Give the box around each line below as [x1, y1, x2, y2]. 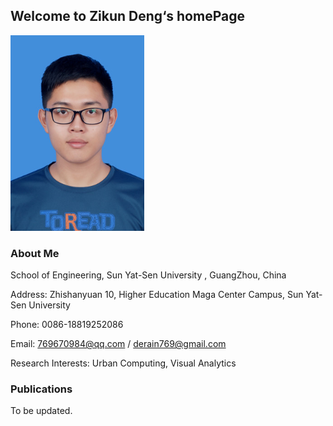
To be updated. [10, 405, 73, 417]
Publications [10, 382, 73, 396]
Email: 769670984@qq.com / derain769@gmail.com [10, 338, 227, 350]
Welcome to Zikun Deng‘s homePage [10, 8, 245, 25]
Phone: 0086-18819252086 [10, 319, 124, 331]
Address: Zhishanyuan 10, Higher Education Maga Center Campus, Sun [10, 289, 304, 301]
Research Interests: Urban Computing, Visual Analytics [10, 357, 237, 369]
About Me [10, 246, 60, 260]
